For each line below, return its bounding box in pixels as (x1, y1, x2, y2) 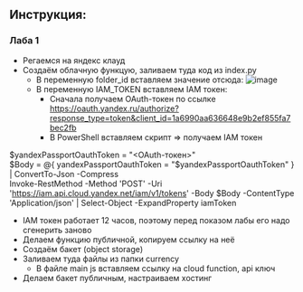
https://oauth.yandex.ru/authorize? (49, 103, 179, 114)
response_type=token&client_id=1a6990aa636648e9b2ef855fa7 (49, 112, 291, 123)
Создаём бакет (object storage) (22, 243, 144, 254)
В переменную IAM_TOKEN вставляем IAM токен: (35, 83, 228, 94)
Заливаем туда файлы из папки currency (22, 253, 179, 264)
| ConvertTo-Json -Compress (9, 168, 119, 179)
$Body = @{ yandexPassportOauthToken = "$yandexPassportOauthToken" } (9, 158, 295, 170)
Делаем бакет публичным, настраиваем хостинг (22, 272, 213, 283)
